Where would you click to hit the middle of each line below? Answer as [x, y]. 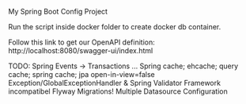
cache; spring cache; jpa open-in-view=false [82, 74]
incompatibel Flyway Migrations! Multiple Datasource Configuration [118, 91]
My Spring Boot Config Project [58, 12]
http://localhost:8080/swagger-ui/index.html [81, 50]
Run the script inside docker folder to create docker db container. [115, 27]
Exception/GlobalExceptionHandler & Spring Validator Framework [115, 83]
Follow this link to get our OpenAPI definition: [82, 42]
